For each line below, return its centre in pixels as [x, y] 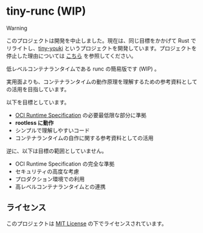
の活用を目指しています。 [38, 89]
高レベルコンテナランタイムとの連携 [60, 186]
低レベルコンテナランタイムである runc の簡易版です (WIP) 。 [83, 69]
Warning [17, 28]
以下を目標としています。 [38, 102]
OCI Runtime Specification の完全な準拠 [65, 164]
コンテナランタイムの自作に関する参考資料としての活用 [84, 137]
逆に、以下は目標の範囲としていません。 [57, 151]
